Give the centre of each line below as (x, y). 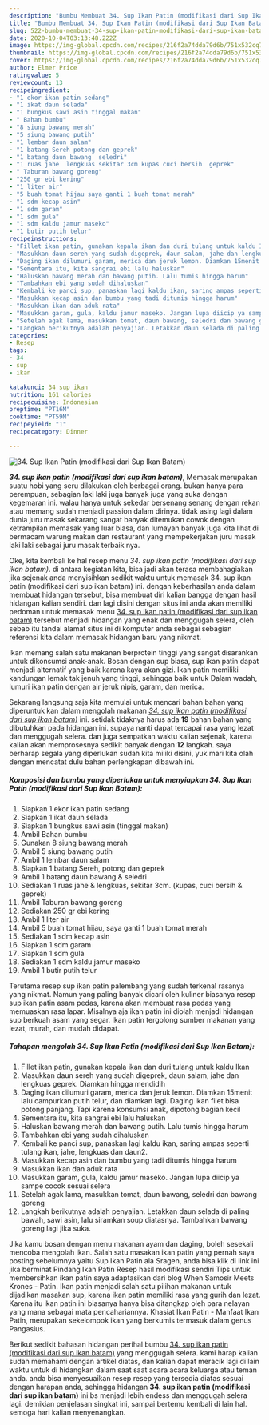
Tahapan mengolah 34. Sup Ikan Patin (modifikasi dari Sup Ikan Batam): (132, 1047)
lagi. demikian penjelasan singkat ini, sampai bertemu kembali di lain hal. (128, 1403)
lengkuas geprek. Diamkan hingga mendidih (93, 1083)
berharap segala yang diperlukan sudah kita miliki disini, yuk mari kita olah (131, 753)
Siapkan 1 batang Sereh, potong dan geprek (93, 868)
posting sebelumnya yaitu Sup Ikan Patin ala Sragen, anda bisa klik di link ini (134, 1260)
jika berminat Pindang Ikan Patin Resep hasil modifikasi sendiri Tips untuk (130, 1269)
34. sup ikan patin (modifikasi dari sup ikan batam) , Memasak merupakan (133, 477)
